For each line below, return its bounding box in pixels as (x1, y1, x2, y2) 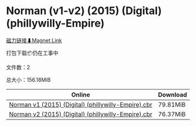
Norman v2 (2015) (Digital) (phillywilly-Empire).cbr (9, 110, 152, 118)
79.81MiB (158, 100, 186, 108)
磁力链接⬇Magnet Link (6, 37, 62, 44)
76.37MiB (158, 110, 186, 118)
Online (71, 90, 90, 98)
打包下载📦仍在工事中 (6, 49, 59, 57)
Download (158, 90, 187, 98)
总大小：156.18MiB (6, 76, 51, 83)
